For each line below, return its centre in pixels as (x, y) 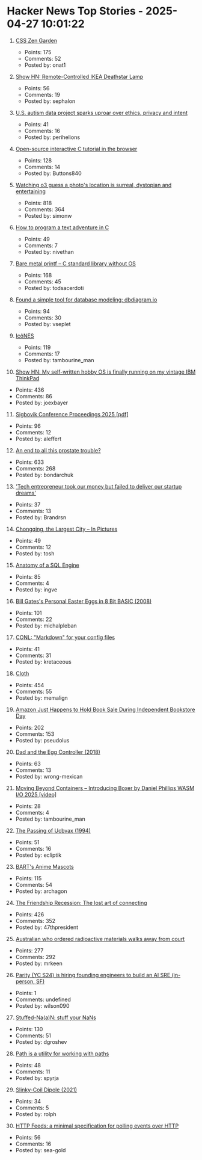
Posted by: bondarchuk (44, 475)
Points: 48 (28, 1065)
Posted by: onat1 (45, 65)
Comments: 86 (34, 396)
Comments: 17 (42, 354)
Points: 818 (38, 203)
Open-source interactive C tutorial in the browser (76, 149)
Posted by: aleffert (38, 439)
